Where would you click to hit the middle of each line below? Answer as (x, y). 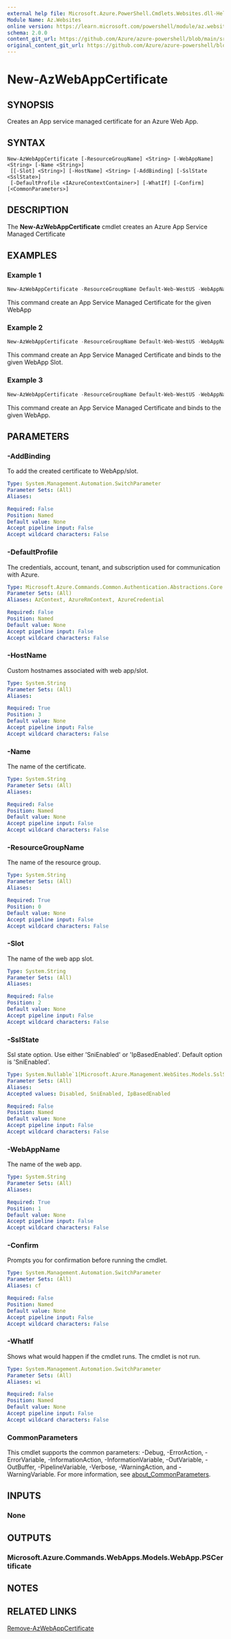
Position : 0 (24, 907)
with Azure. (23, 575)
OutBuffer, (22, 1467)
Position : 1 (24, 1208)
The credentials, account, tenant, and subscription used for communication (114, 567)
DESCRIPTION (38, 210)
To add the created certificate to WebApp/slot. (73, 471)
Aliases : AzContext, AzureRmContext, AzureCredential (86, 600)
